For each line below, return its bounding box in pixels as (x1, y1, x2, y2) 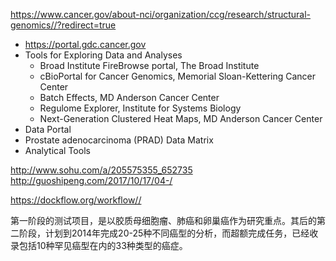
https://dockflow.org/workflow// (10, 194, 142, 206)
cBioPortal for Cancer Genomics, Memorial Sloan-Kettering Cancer (39, 70, 317, 82)
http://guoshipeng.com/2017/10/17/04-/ (10, 175, 173, 186)
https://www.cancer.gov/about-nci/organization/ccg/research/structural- (10, 9, 312, 20)
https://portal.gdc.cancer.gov (24, 39, 147, 50)
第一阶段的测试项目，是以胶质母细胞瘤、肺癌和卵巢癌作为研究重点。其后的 (10, 215, 317, 226)
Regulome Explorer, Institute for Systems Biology (39, 102, 242, 114)
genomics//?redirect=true (10, 19, 117, 31)
